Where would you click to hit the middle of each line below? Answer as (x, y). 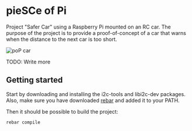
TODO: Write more (28, 62)
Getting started (35, 80)
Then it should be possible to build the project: (62, 111)
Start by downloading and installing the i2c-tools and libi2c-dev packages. (96, 94)
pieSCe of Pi (36, 11)
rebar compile (23, 122)
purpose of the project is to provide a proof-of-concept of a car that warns (96, 33)
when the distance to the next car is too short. (61, 39)
